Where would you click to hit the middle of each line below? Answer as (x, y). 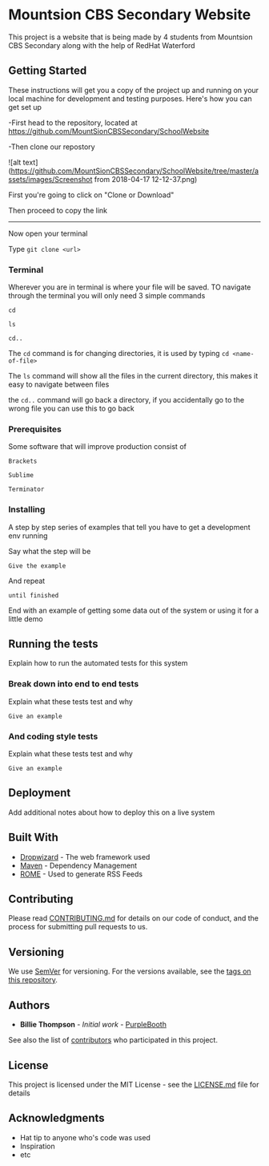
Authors (29, 1005)
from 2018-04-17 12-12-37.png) (146, 179)
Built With (33, 838)
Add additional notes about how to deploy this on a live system (112, 812)
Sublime (21, 476)
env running (28, 536)
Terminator (26, 490)
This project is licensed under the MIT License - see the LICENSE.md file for (134, 1084)
